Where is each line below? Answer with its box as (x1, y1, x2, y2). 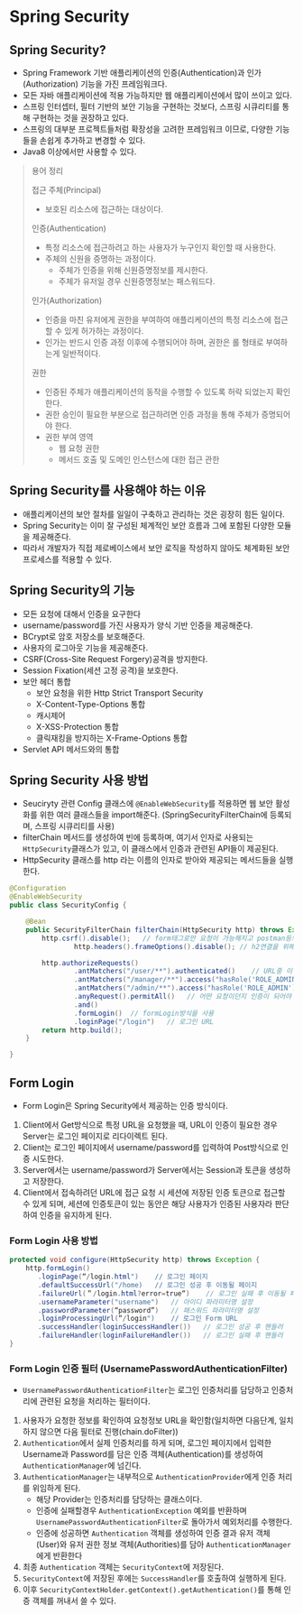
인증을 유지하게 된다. (39, 1210, 113, 1220)
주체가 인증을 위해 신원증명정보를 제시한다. (58, 264, 208, 275)
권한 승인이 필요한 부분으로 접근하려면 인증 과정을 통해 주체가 (44, 409, 260, 420)
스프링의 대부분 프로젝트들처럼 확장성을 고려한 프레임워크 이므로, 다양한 (22, 124, 273, 134)
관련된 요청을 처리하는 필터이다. (39, 1396, 151, 1406)
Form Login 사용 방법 (9, 1234, 98, 1247)
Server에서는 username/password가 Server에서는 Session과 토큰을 (22, 1165, 268, 1175)
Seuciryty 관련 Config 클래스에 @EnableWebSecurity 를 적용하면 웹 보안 (22, 798, 273, 809)
